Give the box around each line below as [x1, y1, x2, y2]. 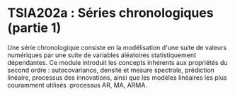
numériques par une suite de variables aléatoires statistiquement [7, 51, 197, 59]
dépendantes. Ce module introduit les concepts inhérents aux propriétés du [7, 58, 228, 66]
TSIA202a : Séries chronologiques [7, 5, 214, 21]
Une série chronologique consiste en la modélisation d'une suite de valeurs [7, 43, 227, 52]
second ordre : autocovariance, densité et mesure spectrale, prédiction [7, 66, 214, 74]
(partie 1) [7, 20, 62, 36]
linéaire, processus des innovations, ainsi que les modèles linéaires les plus [7, 73, 228, 82]
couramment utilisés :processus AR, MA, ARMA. [7, 80, 147, 89]
